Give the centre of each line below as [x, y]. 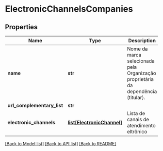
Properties [21, 27]
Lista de [136, 113]
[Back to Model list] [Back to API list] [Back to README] [61, 144]
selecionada [141, 61]
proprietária [140, 79]
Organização [142, 73]
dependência [142, 91]
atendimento [141, 125]
